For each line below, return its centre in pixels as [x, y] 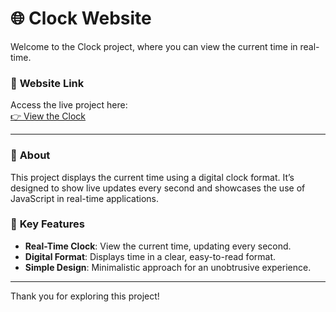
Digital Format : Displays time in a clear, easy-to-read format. [150, 256]
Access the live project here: [69, 105]
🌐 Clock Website [81, 18]
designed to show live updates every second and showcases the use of [158, 188]
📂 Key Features [47, 224]
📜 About [30, 155]
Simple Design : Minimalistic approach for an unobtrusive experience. [168, 267]
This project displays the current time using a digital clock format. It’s [152, 177]
